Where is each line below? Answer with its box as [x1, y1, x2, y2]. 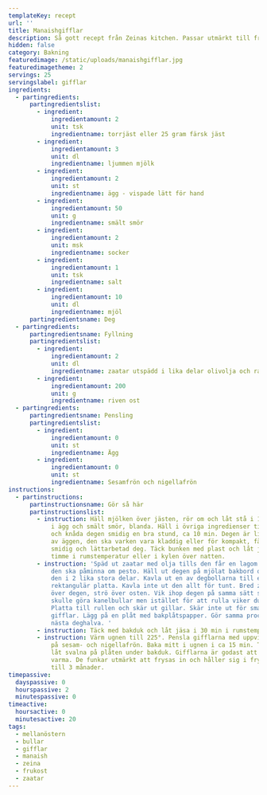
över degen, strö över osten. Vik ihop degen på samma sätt [50, 589, 254, 597]
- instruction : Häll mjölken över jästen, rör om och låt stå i [37, 515, 254, 523]
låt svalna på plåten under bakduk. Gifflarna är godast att [50, 648, 258, 657]
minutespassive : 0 [15, 693, 77, 701]
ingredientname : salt [50, 278, 123, 287]
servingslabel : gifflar [8, 78, 87, 86]
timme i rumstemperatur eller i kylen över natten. [50, 552, 226, 560]
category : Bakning [8, 49, 69, 57]
